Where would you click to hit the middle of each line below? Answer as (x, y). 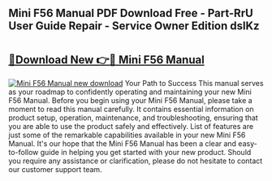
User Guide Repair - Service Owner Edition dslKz (134, 26)
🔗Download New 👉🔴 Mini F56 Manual (106, 60)
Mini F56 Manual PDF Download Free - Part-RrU (131, 13)
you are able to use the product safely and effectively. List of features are (131, 126)
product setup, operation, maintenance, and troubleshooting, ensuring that (133, 118)
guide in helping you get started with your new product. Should (146, 152)
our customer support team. (56, 169)
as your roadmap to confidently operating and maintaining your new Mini (130, 92)
